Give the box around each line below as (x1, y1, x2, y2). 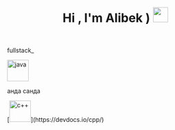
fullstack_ (7, 46, 34, 54)
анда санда (7, 86, 41, 95)
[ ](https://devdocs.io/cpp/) (7, 115, 104, 123)
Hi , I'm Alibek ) (62, 10, 150, 26)
